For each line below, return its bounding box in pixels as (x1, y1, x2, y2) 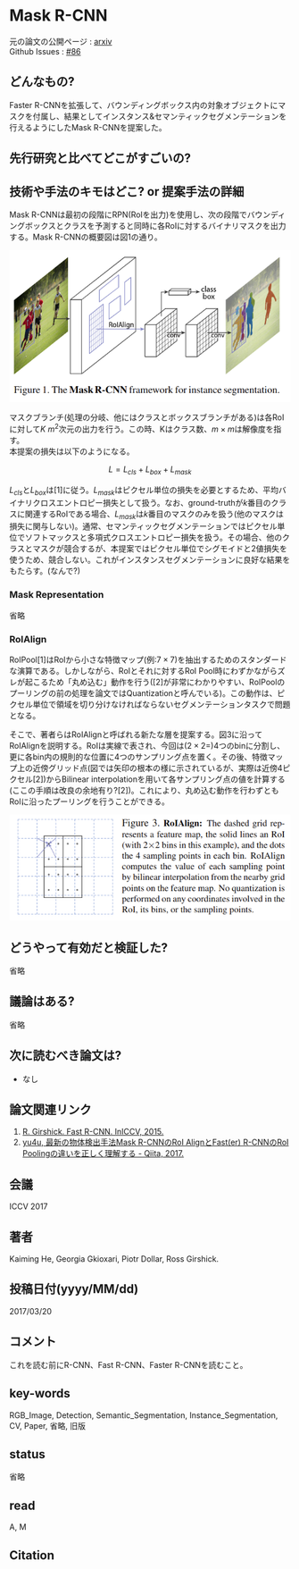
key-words (9, 1386, 71, 1401)
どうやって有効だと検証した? (9, 940, 168, 955)
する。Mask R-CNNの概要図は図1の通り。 (9, 231, 162, 242)
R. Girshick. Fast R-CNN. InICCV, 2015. (21, 1127, 164, 1137)
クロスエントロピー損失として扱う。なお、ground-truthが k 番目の (32, 497, 271, 508)
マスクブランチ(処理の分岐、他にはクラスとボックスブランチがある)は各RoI (9, 412, 285, 423)
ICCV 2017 (9, 1201, 48, 1212)
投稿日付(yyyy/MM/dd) (9, 1281, 139, 1296)
